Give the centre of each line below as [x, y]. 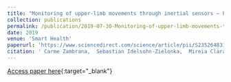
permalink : [23, 26]
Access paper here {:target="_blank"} [60, 71]
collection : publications [44, 20]
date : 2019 [23, 32]
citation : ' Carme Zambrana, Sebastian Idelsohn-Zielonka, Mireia [107, 52]
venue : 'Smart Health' [40, 39]
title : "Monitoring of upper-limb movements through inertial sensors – [113, 13]
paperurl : [21, 45]
